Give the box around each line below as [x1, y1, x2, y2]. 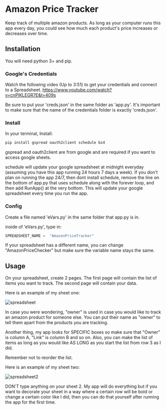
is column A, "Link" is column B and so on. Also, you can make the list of [5, 335, 153, 341]
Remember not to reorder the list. [5, 354, 73, 360]
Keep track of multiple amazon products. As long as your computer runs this [5, 20, 161, 26]
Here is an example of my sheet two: [5, 364, 80, 370]
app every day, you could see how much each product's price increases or [5, 25, 158, 31]
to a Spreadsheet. [5, 87, 42, 93]
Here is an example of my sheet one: [5, 290, 80, 296]
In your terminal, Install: [5, 130, 53, 137]
